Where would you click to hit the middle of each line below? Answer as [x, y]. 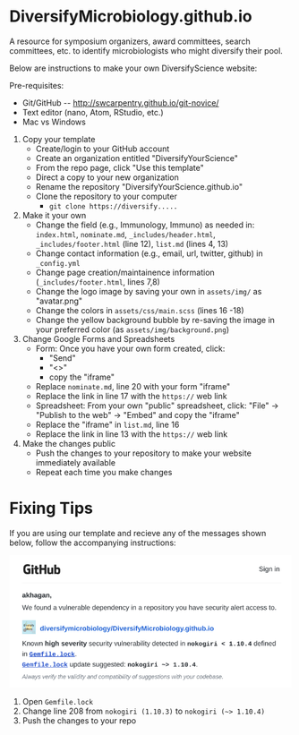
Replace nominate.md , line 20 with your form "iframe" [133, 386]
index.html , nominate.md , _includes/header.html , [126, 234]
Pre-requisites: [37, 85]
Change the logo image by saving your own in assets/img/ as [149, 291]
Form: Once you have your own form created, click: [130, 348]
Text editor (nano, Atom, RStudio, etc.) [93, 112]
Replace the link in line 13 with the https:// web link [132, 434]
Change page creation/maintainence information [125, 272]
